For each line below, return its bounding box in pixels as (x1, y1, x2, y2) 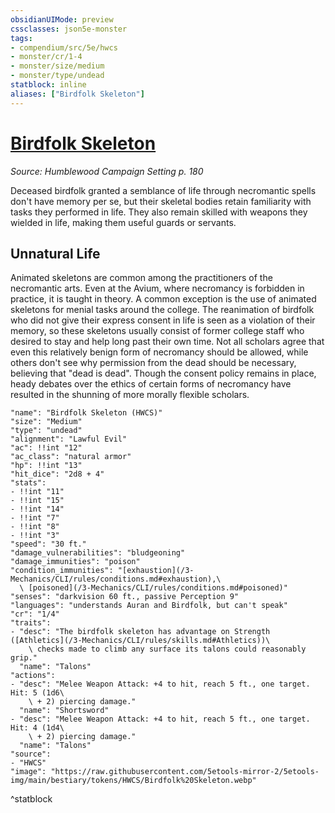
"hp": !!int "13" (10, 461, 83, 471)
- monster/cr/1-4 (10, 52, 83, 62)
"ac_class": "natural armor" (10, 452, 132, 462)
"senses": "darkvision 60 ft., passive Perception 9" (10, 592, 240, 602)
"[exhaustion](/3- (117, 566, 195, 576)
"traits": (10, 618, 52, 628)
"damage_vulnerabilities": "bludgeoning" (10, 548, 186, 558)
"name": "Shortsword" (19, 706, 110, 716)
